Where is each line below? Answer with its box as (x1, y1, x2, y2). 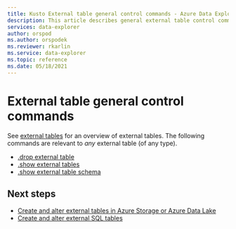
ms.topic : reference (7, 56, 68, 63)
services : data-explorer (7, 23, 80, 30)
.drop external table (17, 152, 75, 161)
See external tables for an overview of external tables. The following (7, 131, 205, 140)
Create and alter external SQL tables (17, 214, 123, 223)
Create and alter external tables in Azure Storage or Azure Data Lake (17, 206, 216, 215)
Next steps (7, 187, 56, 199)
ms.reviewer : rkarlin (7, 43, 71, 50)
